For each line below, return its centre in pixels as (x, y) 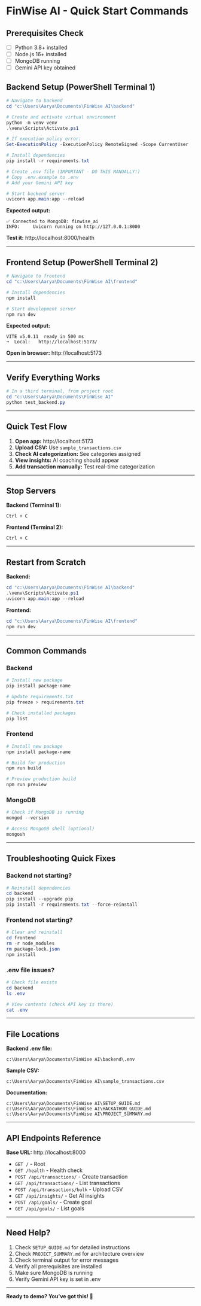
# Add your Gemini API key (40, 183)
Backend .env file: (29, 1049)
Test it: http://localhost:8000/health (50, 238)
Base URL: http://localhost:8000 (46, 1152)
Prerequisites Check (45, 33)
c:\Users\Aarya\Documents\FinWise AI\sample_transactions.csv (85, 1082)
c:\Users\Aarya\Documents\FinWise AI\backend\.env (71, 1060)
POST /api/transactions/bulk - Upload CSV (69, 1189)
